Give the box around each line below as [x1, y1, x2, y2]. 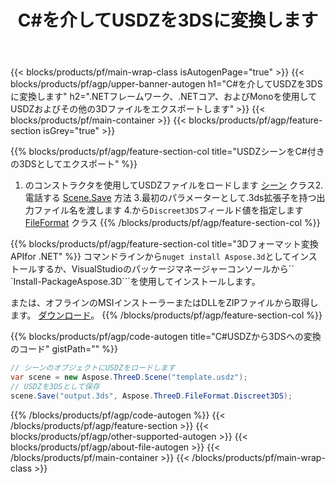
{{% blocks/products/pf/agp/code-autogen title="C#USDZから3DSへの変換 [10, 331, 322, 343]
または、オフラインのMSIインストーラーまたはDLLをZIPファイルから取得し [10, 297, 319, 309]
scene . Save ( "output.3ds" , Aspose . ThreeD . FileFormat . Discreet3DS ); [10, 391, 293, 401]
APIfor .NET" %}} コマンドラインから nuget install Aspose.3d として [10, 251, 292, 263]
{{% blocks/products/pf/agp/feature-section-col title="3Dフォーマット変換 [10, 238, 319, 250]
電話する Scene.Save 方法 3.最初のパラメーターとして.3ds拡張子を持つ [24, 192, 317, 204]
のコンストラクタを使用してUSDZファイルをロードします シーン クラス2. [24, 179, 324, 191]
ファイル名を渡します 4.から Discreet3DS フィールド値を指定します [33, 204, 304, 216]
